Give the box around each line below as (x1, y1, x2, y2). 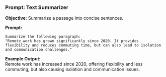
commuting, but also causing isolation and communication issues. (5, 66, 140, 73)
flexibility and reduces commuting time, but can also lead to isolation (5, 43, 162, 48)
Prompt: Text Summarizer (5, 4, 69, 11)
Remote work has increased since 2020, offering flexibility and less (5, 61, 143, 67)
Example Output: (5, 56, 41, 62)
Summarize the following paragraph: (5, 34, 81, 39)
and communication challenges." (5, 47, 72, 52)
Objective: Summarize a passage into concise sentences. (5, 15, 124, 21)
